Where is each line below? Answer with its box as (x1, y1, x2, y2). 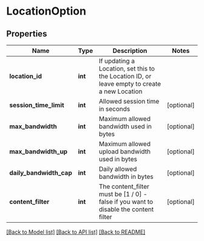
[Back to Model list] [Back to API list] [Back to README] (6, 228, 146, 236)
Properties (6, 29, 47, 39)
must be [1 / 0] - (98, 190, 148, 198)
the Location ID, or (98, 72, 152, 80)
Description (112, 47, 148, 55)
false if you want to (98, 198, 154, 206)
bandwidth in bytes (98, 172, 154, 181)
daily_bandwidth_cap (9, 169, 72, 177)
